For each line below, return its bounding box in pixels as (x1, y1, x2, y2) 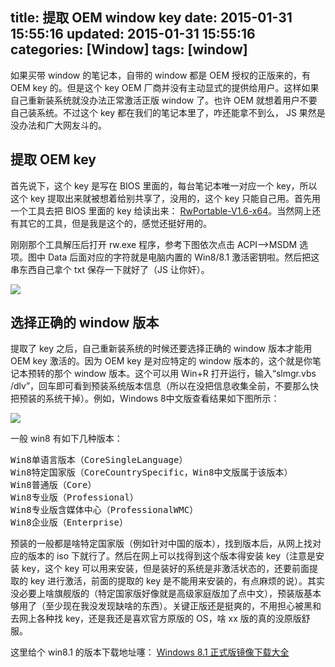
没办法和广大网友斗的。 (10, 119, 107, 131)
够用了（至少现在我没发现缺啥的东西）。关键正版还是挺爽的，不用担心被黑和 (10, 600, 322, 612)
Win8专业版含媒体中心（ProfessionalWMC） (10, 504, 199, 516)
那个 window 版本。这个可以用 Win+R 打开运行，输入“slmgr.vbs (53, 368, 317, 380)
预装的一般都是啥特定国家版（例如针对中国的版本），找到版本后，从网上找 (10, 538, 313, 550)
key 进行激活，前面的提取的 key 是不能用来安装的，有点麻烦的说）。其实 (29, 575, 325, 587)
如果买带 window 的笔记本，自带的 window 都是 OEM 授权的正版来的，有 (10, 69, 311, 81)
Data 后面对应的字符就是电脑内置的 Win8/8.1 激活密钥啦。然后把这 (47, 251, 320, 263)
